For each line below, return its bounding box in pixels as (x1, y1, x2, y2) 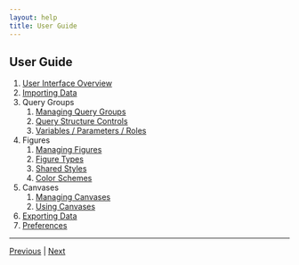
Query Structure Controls (35, 116, 128, 127)
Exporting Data (21, 211, 77, 221)
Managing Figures (35, 145, 102, 155)
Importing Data (21, 87, 77, 98)
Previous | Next (9, 246, 66, 257)
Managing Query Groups (35, 106, 126, 117)
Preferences (21, 220, 68, 231)
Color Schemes (35, 173, 93, 184)
